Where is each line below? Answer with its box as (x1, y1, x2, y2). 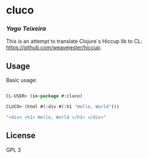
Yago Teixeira (6, 25, 46, 33)
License (6, 130, 36, 141)
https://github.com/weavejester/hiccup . (6, 44, 102, 51)
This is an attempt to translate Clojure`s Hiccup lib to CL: (6, 38, 143, 45)
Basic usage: (6, 77, 38, 84)
